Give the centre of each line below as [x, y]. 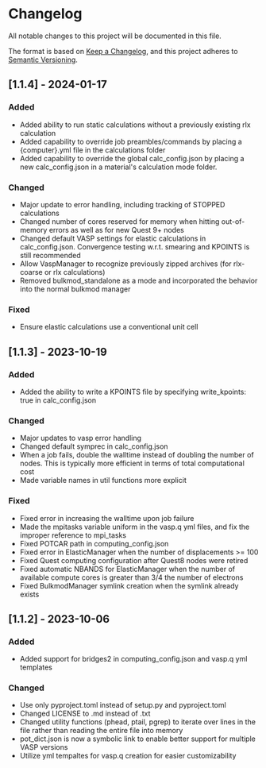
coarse [31, 272]
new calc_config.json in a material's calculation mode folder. [118, 167]
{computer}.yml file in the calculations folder [93, 150]
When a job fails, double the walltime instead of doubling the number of [137, 455]
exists [29, 594]
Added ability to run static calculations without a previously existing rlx [135, 125]
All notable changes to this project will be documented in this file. [115, 36]
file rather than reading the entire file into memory [101, 731]
